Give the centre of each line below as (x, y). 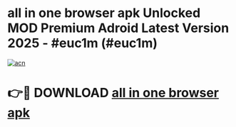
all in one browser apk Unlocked (104, 13)
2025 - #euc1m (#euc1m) (83, 43)
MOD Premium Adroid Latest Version (118, 28)
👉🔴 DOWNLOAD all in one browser (113, 93)
